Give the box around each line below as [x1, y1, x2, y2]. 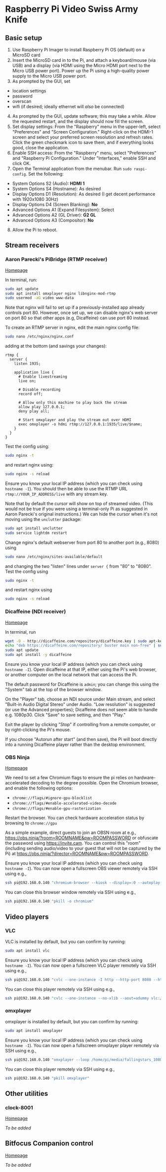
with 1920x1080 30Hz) [12, 196, 58, 202]
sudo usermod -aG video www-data [5, 296, 74, 301]
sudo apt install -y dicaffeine [5, 652, 72, 657]
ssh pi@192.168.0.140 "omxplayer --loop [5, 1057, 90, 1062]
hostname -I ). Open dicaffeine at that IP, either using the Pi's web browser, [5, 666, 157, 673]
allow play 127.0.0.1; [18, 404, 65, 410]
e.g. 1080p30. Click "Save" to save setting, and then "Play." [5, 712, 126, 718]
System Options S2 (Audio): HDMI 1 [12, 180, 85, 186]
